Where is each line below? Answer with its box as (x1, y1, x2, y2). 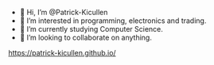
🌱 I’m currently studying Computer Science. (19, 25, 163, 33)
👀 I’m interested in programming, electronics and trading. (19, 16, 207, 25)
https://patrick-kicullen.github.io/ (8, 48, 117, 57)
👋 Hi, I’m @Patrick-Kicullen (19, 8, 108, 17)
